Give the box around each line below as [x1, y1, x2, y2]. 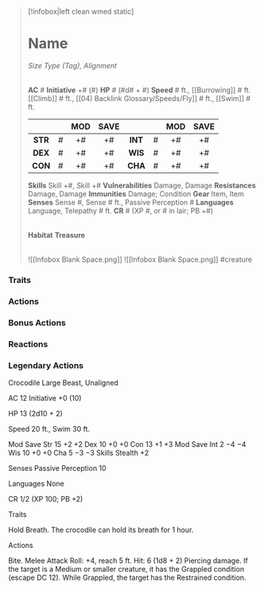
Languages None [8, 479, 65, 488]
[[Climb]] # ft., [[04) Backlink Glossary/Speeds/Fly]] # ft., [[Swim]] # [27, 93, 251, 103]
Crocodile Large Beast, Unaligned [8, 378, 119, 387]
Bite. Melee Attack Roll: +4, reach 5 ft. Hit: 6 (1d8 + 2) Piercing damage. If [8, 556, 249, 565]
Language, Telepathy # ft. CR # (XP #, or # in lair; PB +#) [27, 206, 214, 215]
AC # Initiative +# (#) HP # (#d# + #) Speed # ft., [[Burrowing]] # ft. [27, 85, 251, 95]
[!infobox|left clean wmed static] [27, 7, 134, 16]
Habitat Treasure [27, 230, 86, 239]
